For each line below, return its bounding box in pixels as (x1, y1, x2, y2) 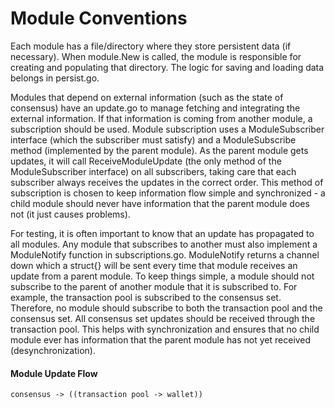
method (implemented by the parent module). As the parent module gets (10, 144, 309, 156)
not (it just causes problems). (10, 208, 131, 220)
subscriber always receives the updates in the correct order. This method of (10, 176, 324, 188)
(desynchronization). (10, 344, 96, 356)
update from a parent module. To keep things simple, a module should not (10, 270, 315, 282)
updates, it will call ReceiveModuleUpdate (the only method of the (10, 155, 282, 167)
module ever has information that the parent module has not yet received (10, 333, 312, 346)
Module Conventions (10, 7, 188, 30)
